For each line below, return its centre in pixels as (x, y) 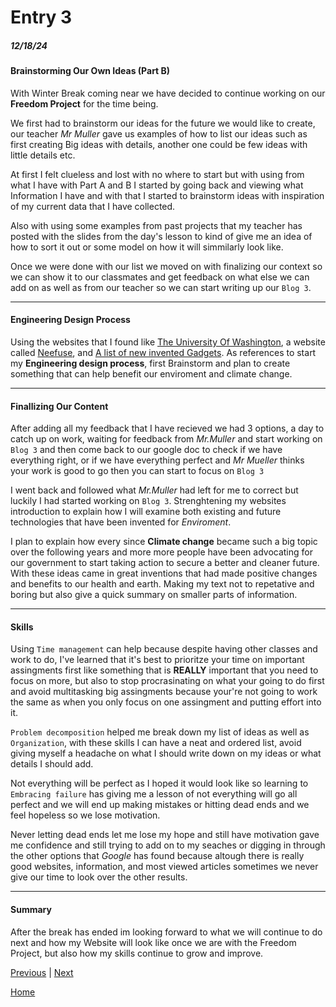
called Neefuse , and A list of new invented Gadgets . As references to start (163, 352)
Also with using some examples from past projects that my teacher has (156, 225)
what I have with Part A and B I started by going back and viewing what (157, 185)
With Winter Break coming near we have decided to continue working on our (168, 93)
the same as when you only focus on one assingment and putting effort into (166, 702)
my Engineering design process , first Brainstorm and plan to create (150, 363)
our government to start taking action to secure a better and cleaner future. (165, 563)
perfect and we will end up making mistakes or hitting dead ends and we (160, 805)
